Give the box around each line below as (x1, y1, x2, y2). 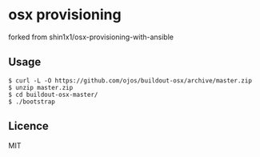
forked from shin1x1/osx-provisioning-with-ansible (8, 32, 174, 42)
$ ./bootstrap (8, 98, 56, 106)
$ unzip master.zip (8, 83, 74, 91)
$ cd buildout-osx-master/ (8, 91, 98, 99)
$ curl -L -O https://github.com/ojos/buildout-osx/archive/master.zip (8, 76, 252, 85)
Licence (8, 119, 50, 133)
